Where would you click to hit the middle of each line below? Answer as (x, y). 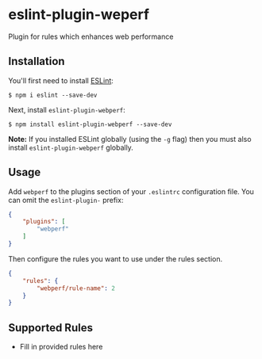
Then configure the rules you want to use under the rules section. (116, 258)
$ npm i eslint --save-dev (53, 95)
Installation (37, 61)
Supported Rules (51, 328)
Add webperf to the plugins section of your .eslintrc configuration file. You (131, 191)
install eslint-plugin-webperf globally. (71, 147)
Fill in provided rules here (61, 347)
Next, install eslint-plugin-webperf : (67, 109)
